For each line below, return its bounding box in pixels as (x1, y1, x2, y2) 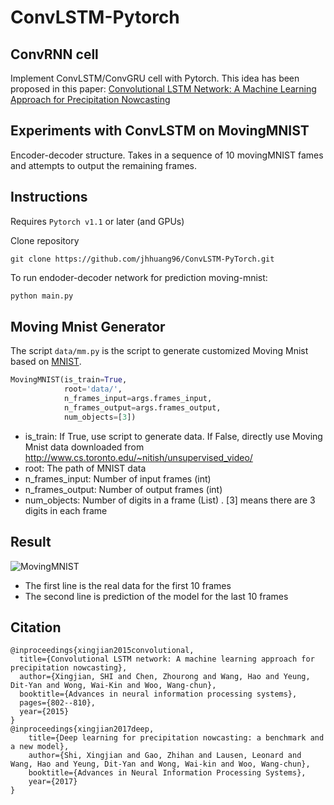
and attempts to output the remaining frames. (10, 159, 197, 171)
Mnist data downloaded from (24, 441, 145, 453)
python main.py (10, 291, 74, 301)
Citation (10, 619, 62, 636)
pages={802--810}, (19, 698, 97, 708)
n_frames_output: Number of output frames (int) (24, 483, 223, 495)
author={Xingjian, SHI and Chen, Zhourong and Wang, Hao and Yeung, (19, 672, 311, 682)
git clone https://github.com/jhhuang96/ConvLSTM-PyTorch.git (10, 254, 275, 264)
